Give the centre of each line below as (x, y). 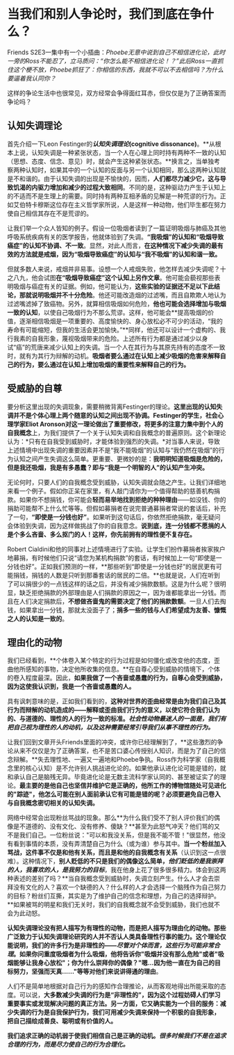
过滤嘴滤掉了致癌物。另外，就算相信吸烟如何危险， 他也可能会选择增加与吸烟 (117, 304)
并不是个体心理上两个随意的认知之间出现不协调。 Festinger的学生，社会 (115, 415)
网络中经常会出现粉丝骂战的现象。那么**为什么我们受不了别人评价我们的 (111, 818)
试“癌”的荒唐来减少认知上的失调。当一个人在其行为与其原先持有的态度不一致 (116, 347)
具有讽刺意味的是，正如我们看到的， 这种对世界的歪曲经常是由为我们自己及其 (117, 701)
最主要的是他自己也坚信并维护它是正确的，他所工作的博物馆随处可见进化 (123, 785)
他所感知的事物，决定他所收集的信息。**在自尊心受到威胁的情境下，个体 (117, 669)
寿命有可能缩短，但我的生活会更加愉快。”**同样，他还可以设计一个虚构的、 (114, 329)
